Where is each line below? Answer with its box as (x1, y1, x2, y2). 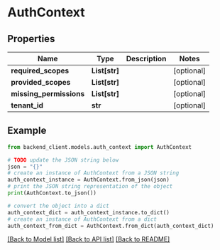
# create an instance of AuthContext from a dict (7, 215, 158, 223)
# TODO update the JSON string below (7, 156, 119, 164)
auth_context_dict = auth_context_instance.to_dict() (7, 209, 170, 216)
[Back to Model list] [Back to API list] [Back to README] (7, 235, 170, 244)
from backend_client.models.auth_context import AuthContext (7, 143, 192, 150)
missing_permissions (11, 89, 85, 98)
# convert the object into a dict (7, 202, 110, 209)
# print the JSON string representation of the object (7, 183, 173, 190)
